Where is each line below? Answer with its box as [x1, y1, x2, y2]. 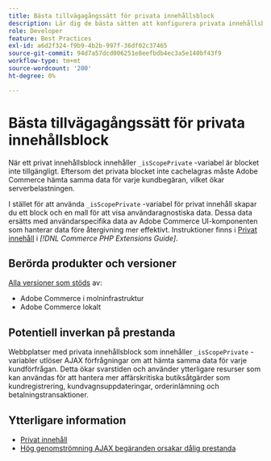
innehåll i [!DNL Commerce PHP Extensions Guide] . [8, 233, 179, 243]
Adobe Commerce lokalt [19, 302, 102, 312]
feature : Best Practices [8, 34, 92, 43]
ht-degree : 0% [8, 72, 56, 80]
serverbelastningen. [8, 183, 75, 193]
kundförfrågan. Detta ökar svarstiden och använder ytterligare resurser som [8, 364, 261, 374]
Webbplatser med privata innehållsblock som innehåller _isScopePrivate [8, 347, 248, 357]
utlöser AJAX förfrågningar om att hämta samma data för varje [39, 356, 248, 366]
